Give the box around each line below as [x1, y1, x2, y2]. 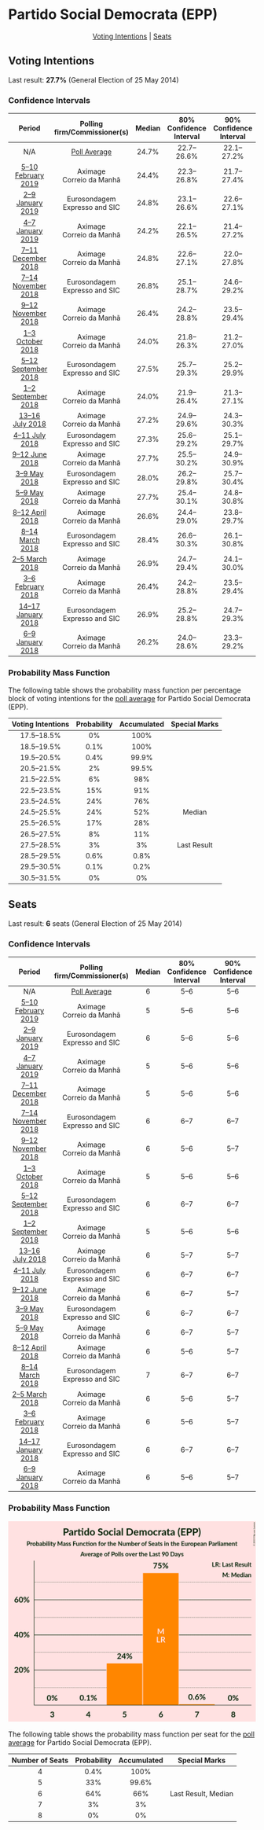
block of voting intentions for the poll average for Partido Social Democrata [8, 693, 251, 703]
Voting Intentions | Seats [92, 31, 172, 41]
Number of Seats [11, 1755, 69, 1765]
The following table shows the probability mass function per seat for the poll [8, 1729, 255, 1739]
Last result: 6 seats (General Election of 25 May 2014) [8, 918, 182, 928]
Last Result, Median [170, 1788, 234, 1798]
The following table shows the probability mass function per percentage [8, 685, 241, 695]
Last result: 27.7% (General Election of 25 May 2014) [8, 75, 179, 84]
